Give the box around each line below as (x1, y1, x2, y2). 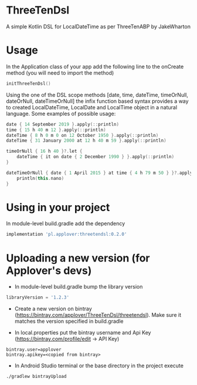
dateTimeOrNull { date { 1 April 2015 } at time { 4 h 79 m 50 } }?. (6, 170, 180, 176)
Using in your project (6, 200, 110, 214)
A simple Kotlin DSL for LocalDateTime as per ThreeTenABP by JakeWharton (6, 23, 191, 30)
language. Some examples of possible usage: (6, 110, 116, 117)
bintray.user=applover (6, 347, 62, 353)
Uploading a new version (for (6, 251, 151, 265)
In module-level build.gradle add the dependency (6, 220, 125, 227)
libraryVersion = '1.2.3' (6, 294, 69, 300)
